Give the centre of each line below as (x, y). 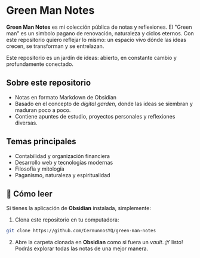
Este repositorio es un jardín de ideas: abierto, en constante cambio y (92, 57)
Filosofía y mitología (39, 169)
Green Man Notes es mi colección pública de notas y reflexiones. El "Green (99, 27)
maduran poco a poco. (43, 110)
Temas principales (41, 142)
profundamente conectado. (40, 64)
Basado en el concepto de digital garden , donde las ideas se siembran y (104, 104)
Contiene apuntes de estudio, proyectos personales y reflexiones (95, 116)
